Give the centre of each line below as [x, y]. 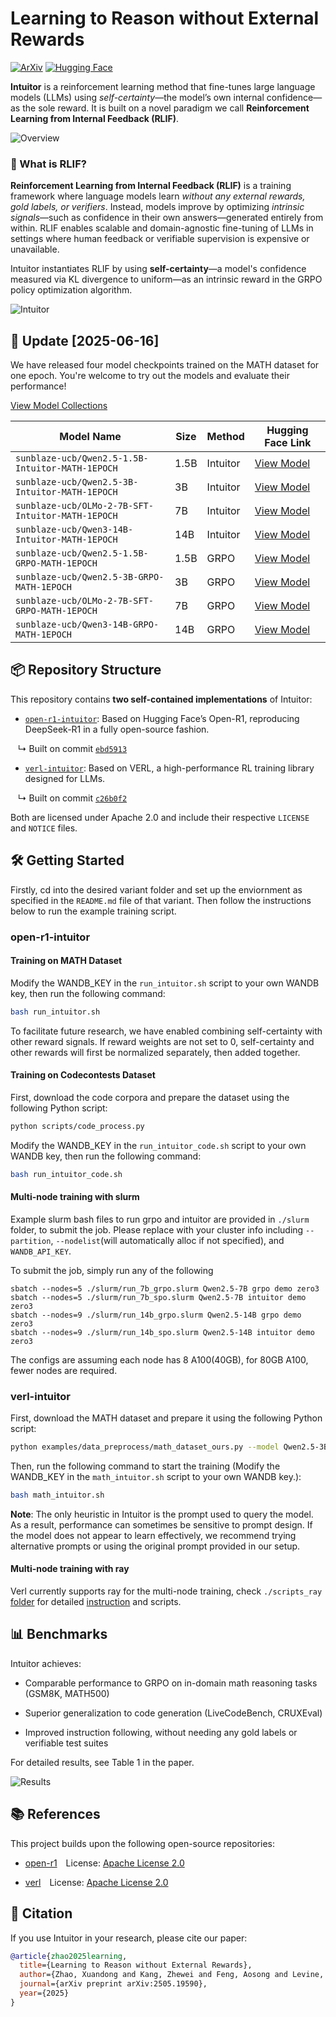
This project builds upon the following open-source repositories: [142, 1843]
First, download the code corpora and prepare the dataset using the [150, 1097]
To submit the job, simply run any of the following [112, 1270]
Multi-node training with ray [70, 1569]
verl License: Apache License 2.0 [96, 1882]
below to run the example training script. [93, 911]
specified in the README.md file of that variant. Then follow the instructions [161, 900]
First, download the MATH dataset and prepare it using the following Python [166, 1418]
